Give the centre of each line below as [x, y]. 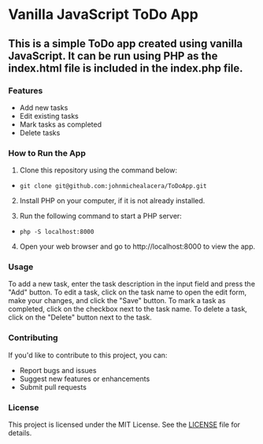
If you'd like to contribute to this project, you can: [88, 355]
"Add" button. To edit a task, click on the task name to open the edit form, [128, 292]
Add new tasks [44, 107]
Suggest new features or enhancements [85, 379]
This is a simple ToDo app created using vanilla [126, 44]
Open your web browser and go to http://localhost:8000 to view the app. [137, 246]
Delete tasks [40, 132]
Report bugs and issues [58, 370]
